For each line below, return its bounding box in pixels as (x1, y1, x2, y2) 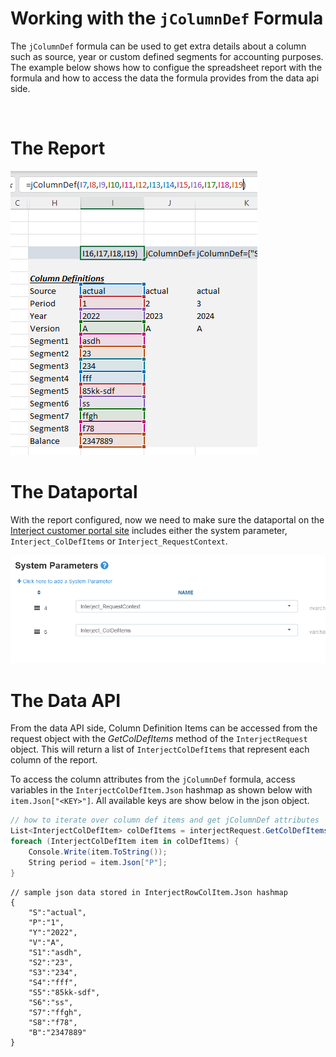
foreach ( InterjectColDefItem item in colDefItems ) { (10, 837, 240, 847)
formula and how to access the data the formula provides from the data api (10, 72, 320, 84)
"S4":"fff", (28, 977, 78, 987)
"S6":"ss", (28, 997, 74, 1007)
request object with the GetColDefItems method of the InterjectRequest (10, 733, 308, 745)
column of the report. (10, 754, 98, 766)
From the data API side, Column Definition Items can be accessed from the (10, 722, 318, 734)
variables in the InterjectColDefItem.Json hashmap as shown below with (10, 784, 313, 796)
